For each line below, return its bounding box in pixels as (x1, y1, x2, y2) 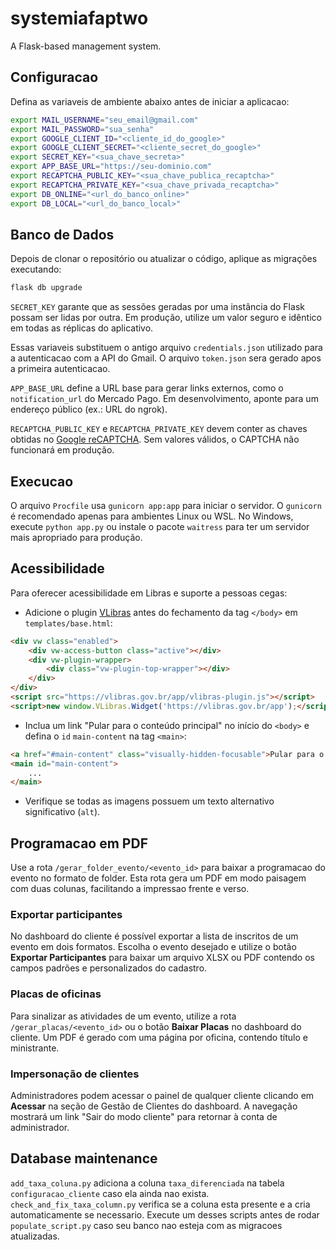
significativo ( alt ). (24, 806, 101, 818)
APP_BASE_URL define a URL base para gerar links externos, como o (10, 382, 284, 394)
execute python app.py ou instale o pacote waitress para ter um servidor (10, 521, 310, 532)
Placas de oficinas (10, 987, 102, 1001)
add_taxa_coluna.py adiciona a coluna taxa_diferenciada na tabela (10, 1177, 285, 1189)
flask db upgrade (10, 283, 83, 293)
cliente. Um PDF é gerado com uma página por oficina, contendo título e (10, 1031, 308, 1043)
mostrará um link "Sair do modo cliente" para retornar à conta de (10, 1111, 278, 1123)
